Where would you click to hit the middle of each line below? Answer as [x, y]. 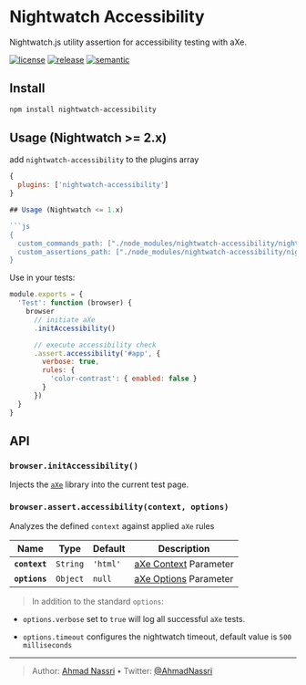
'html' [107, 564]
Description [184, 548]
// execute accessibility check [95, 345]
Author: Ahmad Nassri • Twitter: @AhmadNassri [122, 670]
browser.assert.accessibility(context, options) [119, 507]
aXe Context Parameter [184, 564]
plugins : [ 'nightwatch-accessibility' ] [93, 185]
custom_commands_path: [61, 244]
